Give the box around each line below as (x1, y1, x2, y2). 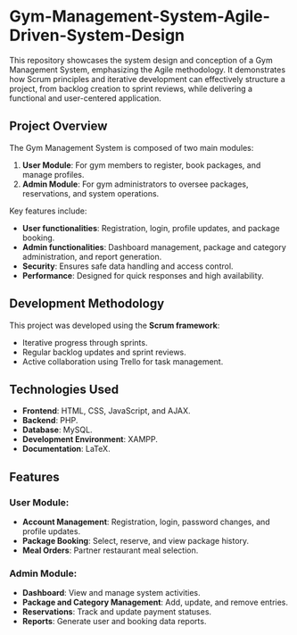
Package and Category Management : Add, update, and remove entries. (21, 597, 288, 608)
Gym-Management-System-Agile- (9, 6, 270, 27)
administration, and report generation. (21, 251, 162, 262)
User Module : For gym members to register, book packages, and (21, 159, 261, 171)
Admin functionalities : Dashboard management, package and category (21, 241, 287, 252)
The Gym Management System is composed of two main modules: (9, 142, 254, 153)
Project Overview (9, 119, 108, 134)
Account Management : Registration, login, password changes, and (21, 516, 270, 528)
